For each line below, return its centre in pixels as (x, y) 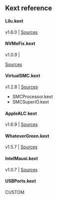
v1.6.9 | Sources (22, 124)
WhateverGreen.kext (27, 136)
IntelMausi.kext (22, 158)
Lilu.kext (14, 21)
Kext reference (29, 8)
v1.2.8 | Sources (22, 87)
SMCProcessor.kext (32, 96)
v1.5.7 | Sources (21, 147)
